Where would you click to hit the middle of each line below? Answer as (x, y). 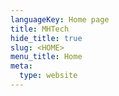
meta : (21, 66)
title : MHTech (40, 29)
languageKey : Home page (60, 19)
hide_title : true (46, 38)
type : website (48, 76)
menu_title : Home (46, 57)
